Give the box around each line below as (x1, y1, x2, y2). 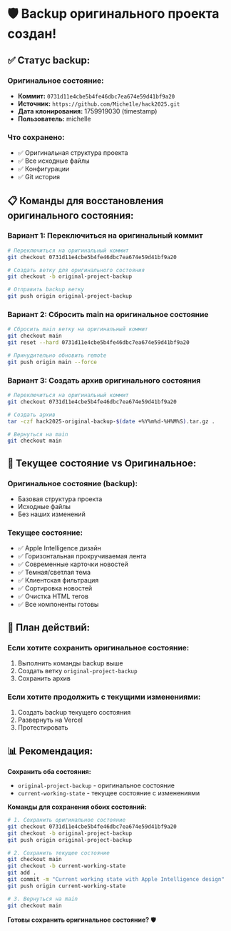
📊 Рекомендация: (7, 745, 93, 757)
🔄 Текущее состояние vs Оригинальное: (7, 457, 197, 469)
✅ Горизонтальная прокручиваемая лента (17, 552, 147, 560)
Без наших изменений (17, 510, 86, 518)
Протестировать (17, 723, 68, 732)
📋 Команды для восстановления (7, 194, 164, 207)
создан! (7, 26, 57, 42)
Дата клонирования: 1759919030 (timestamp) (17, 106, 158, 115)
